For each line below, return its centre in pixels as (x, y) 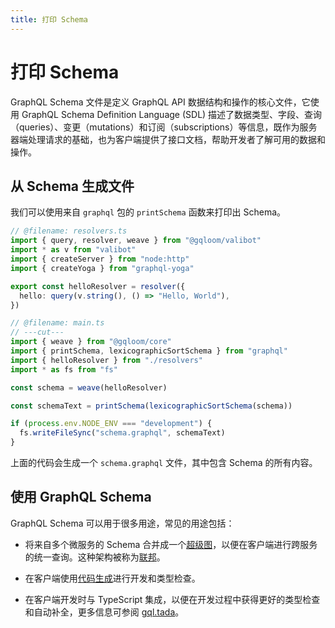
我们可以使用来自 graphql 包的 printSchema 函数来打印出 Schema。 (148, 212)
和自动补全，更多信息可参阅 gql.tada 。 (104, 612)
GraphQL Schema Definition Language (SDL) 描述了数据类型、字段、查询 (172, 114)
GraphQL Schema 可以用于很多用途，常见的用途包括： (122, 523)
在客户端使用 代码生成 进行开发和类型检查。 (112, 578)
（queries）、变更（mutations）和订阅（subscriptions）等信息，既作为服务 (164, 127)
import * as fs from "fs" (64, 369)
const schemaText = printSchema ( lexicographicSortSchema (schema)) (151, 406)
